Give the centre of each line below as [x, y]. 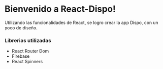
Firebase [21, 56]
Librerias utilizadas [28, 40]
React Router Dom [30, 51]
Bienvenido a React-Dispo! [60, 9]
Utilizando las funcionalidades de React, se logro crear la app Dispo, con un [81, 23]
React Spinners [27, 62]
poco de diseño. [21, 27]
